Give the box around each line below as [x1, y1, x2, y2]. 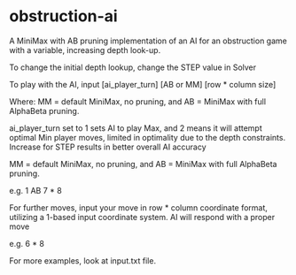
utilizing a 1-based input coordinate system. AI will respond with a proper [9, 211, 276, 222]
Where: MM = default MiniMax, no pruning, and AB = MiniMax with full [9, 95, 267, 107]
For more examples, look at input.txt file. [9, 255, 157, 266]
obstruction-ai [9, 6, 118, 27]
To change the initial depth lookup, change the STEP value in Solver [9, 62, 257, 73]
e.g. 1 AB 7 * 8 [9, 185, 62, 195]
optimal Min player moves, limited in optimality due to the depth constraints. [9, 132, 286, 142]
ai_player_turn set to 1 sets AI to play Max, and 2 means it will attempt [9, 122, 263, 134]
